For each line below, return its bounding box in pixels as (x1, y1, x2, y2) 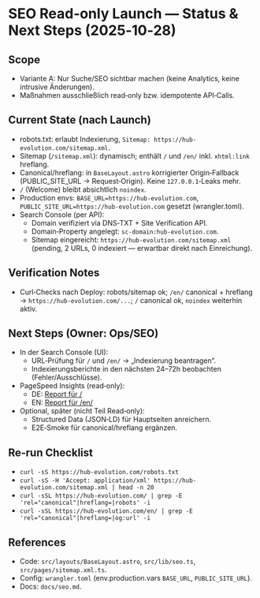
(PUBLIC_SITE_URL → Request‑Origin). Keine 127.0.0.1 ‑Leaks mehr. (19, 176, 242, 185)
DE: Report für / (31, 390, 83, 399)
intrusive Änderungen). (19, 82, 95, 92)
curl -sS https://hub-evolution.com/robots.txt (19, 469, 179, 477)
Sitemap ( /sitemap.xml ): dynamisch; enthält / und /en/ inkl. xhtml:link (19, 151, 250, 160)
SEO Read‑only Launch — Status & (8, 5, 239, 23)
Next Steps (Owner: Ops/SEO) (8, 327, 159, 340)
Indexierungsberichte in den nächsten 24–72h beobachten (31, 364, 222, 374)
